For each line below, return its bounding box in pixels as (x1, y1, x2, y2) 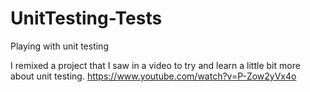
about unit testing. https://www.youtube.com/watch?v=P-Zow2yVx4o (10, 70, 297, 82)
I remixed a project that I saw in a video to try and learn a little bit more (10, 59, 301, 71)
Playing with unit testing (10, 40, 109, 52)
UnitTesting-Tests (10, 7, 163, 30)
